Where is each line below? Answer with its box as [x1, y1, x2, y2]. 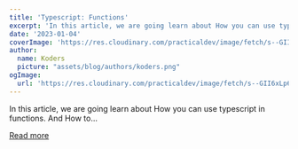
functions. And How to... [9, 113, 98, 123]
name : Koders [17, 54, 66, 63]
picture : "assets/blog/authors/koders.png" [17, 63, 180, 72]
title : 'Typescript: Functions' [9, 12, 129, 22]
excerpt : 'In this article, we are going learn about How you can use [9, 21, 276, 30]
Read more [9, 129, 50, 140]
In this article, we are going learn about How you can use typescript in [9, 103, 266, 114]
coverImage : [9, 37, 53, 47]
